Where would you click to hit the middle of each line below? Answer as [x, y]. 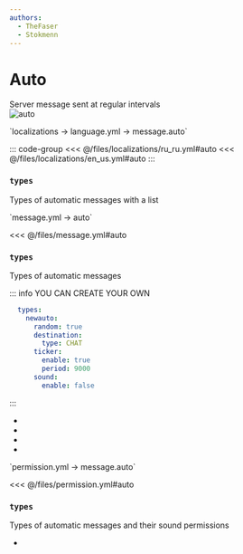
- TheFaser [38, 26]
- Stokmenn [38, 34]
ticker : [48, 352]
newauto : [42, 318]
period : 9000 [66, 369]
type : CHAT [62, 344]
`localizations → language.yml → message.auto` [98, 131]
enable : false [68, 386]
